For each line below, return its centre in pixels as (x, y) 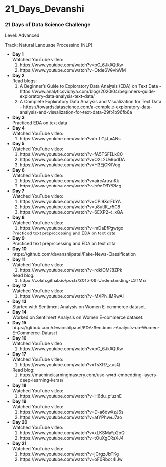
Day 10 (20, 249)
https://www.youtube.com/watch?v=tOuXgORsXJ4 (72, 438)
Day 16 (19, 338)
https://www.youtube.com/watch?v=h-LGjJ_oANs (70, 139)
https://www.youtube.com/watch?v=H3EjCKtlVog (70, 165)
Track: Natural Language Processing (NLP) (49, 45)
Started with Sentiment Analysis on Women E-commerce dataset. (79, 307)
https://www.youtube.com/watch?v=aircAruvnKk (70, 181)
